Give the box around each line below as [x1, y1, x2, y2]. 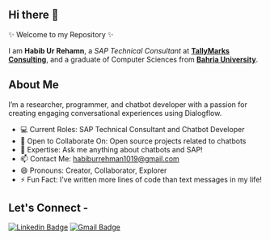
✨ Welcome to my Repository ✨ [8, 29, 114, 39]
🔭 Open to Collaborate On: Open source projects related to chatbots [19, 135, 247, 146]
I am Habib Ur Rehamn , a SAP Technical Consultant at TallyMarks [8, 45, 230, 55]
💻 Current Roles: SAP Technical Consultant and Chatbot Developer [19, 124, 245, 134]
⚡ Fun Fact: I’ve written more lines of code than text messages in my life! [19, 174, 263, 184]
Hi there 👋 [8, 8, 59, 22]
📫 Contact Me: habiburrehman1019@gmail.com [19, 153, 179, 163]
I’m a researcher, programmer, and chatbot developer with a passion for [8, 99, 248, 109]
